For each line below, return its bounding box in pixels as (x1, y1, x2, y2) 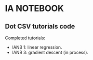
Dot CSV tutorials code (5, 22, 75, 30)
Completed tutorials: (5, 35, 46, 41)
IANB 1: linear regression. (12, 45, 62, 50)
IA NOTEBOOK (5, 3, 64, 14)
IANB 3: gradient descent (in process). (12, 49, 88, 55)
